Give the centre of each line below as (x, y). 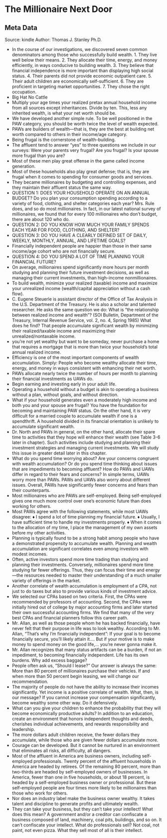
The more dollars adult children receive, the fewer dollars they (76, 734)
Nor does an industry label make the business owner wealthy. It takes (83, 798)
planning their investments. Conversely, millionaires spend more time (83, 564)
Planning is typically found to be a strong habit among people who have (85, 538)
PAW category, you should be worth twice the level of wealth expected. (85, 124)
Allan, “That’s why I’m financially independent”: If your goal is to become (86, 634)
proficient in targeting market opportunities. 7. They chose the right (81, 86)
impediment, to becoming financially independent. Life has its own (80, 655)
